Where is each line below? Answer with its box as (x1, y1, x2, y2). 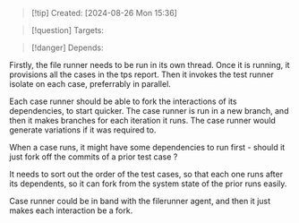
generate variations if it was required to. (9, 124, 157, 135)
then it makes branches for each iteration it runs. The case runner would (9, 116, 276, 125)
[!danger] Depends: (30, 42, 104, 53)
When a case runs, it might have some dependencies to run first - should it (9, 142, 286, 152)
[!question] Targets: (30, 25, 105, 35)
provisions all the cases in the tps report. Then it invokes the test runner (9, 69, 275, 80)
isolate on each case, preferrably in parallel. (9, 79, 172, 89)
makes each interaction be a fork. (9, 205, 133, 216)
